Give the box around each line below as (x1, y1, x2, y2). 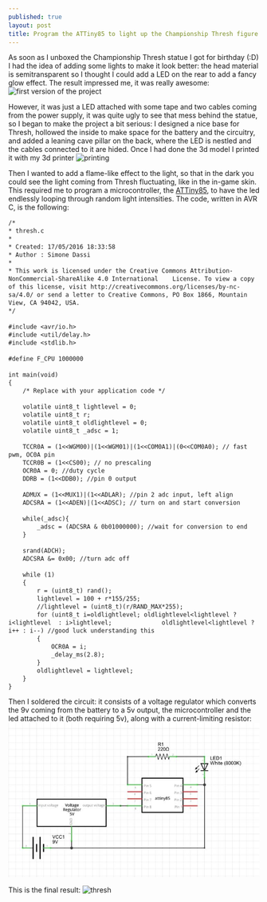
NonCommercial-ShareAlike (8, 275, 94, 283)
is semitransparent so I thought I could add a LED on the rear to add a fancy (8, 70, 257, 79)
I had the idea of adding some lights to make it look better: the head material (8, 61, 259, 71)
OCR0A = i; (50, 643, 88, 651)
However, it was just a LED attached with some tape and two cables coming (8, 102, 257, 112)
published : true (8, 13, 62, 21)
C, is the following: (8, 202, 69, 212)
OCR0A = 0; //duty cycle (22, 467, 105, 475)
